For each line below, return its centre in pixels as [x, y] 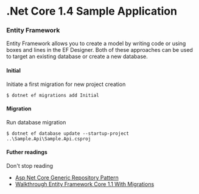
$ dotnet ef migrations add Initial [53, 95]
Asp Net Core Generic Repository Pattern [67, 178]
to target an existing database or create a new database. [77, 57]
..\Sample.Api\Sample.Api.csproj [49, 138]
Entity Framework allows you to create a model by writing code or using [96, 43]
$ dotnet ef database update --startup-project [68, 133]
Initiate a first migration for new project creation [66, 84]
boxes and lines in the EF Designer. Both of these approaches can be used [100, 50]
